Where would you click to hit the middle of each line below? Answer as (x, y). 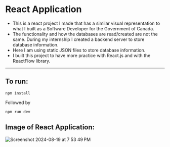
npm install (18, 93)
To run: (17, 82)
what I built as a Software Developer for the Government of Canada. (83, 28)
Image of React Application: (50, 127)
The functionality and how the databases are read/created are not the (85, 34)
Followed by (18, 103)
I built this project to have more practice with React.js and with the (81, 55)
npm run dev (18, 112)
